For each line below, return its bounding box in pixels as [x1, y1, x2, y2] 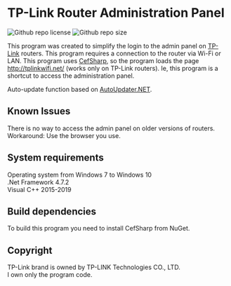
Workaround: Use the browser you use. [7, 131, 121, 139]
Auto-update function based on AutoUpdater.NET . [7, 85, 152, 93]
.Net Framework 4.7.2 [7, 177, 70, 186]
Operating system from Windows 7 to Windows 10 [7, 170, 152, 179]
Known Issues [7, 105, 71, 117]
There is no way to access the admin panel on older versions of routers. [7, 124, 216, 132]
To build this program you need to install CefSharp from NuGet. [7, 224, 190, 233]
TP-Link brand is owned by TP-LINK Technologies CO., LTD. [7, 263, 180, 271]
